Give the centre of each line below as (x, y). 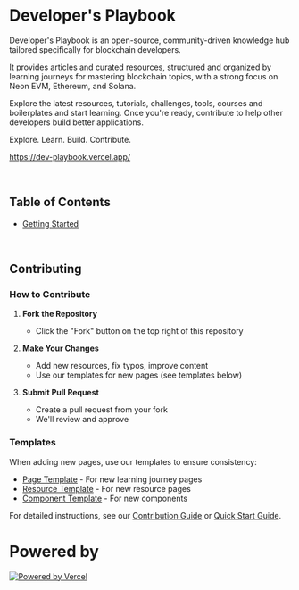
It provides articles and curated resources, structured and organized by (141, 67)
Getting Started (50, 223)
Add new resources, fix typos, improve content (122, 366)
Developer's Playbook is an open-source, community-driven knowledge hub (149, 40)
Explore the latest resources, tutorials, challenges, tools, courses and (136, 103)
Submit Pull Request (61, 393)
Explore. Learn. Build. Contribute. (70, 139)
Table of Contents (60, 202)
